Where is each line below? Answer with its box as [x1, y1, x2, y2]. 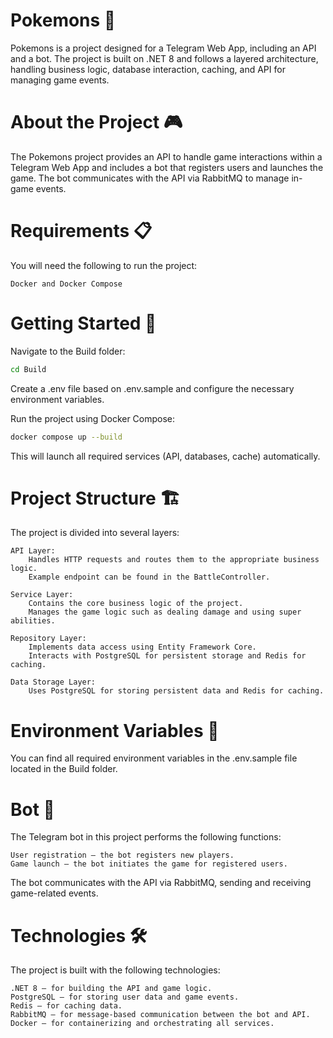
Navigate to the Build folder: [10, 345, 126, 357]
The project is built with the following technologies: [10, 964, 221, 976]
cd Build [10, 364, 47, 374]
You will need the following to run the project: [10, 259, 198, 271]
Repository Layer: [10, 634, 87, 644]
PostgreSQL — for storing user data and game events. [10, 992, 240, 1003]
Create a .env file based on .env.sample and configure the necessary [10, 382, 295, 394]
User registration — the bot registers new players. [10, 850, 235, 861]
